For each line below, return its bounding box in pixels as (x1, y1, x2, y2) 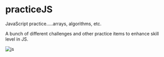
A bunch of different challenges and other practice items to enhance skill (5, 30, 159, 36)
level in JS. (5, 36, 28, 42)
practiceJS (5, 4, 53, 15)
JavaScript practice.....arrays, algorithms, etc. (5, 21, 101, 27)
